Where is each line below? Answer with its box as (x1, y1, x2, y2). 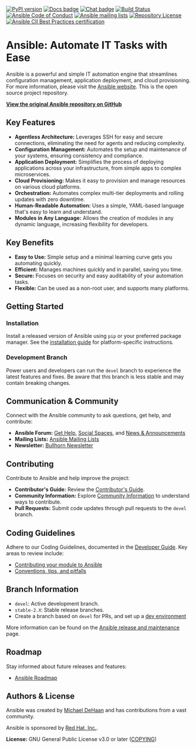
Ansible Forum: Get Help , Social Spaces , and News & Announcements (14, 430, 186, 437)
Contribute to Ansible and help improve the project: (6, 475, 130, 482)
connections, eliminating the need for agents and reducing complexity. (14, 139, 185, 146)
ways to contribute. (14, 498, 62, 505)
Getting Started (6, 301, 64, 311)
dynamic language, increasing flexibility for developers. (14, 220, 149, 227)
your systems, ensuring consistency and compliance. (14, 152, 144, 159)
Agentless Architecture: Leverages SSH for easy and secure (14, 133, 163, 140)
